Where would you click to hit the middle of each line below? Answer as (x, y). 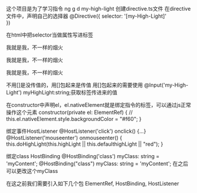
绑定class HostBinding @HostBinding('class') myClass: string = (83, 156)
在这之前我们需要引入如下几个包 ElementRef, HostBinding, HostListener (93, 184)
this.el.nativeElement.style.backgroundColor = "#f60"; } (74, 119)
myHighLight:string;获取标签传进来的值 (70, 92)
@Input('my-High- (166, 85)
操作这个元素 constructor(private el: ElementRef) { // (69, 112)
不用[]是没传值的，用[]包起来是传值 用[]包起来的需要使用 (75, 85)
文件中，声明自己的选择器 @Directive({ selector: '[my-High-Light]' (86, 16)
